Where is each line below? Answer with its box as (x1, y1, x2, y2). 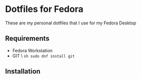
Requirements (5, 34, 49, 43)
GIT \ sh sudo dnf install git (12, 53, 75, 59)
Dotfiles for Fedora (5, 3, 84, 15)
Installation (5, 67, 41, 76)
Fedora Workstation (12, 47, 53, 53)
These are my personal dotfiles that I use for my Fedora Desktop (5, 20, 137, 26)
